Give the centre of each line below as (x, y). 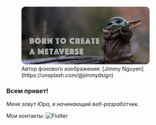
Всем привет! (27, 90)
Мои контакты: (25, 115)
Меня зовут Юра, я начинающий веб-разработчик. (73, 104)
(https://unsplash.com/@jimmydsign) (67, 75)
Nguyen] (133, 69)
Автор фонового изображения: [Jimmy (71, 69)
